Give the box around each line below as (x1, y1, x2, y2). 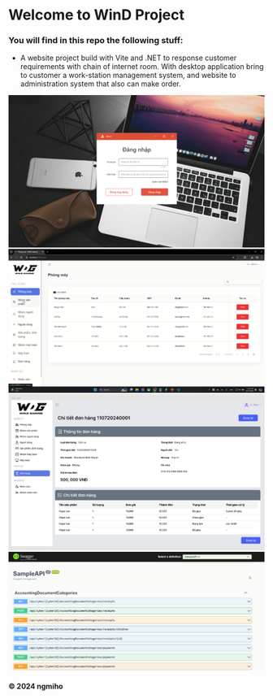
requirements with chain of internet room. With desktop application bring (19, 62, 264, 72)
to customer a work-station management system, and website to (19, 71, 237, 80)
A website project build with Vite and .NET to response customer (19, 53, 237, 63)
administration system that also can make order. (19, 79, 181, 89)
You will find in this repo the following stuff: (8, 35, 184, 46)
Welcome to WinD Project (8, 6, 185, 24)
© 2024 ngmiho (8, 681, 63, 692)
